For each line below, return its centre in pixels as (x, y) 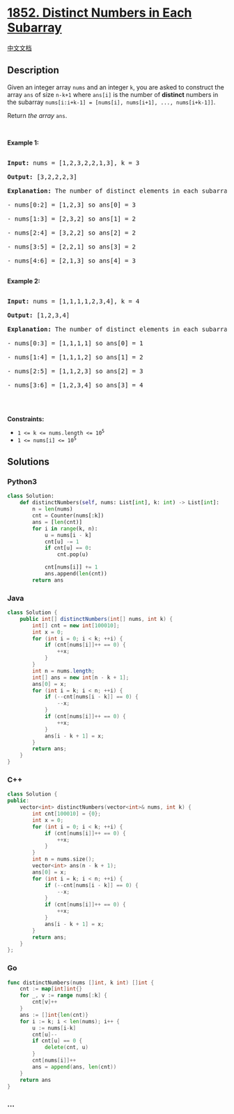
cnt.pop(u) (73, 555)
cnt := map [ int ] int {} (51, 989)
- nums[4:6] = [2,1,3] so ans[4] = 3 (72, 261)
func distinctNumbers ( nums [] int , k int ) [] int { (81, 983)
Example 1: (23, 142)
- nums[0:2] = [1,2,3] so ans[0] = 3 (72, 205)
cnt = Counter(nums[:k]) (68, 516)
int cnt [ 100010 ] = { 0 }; (67, 814)
